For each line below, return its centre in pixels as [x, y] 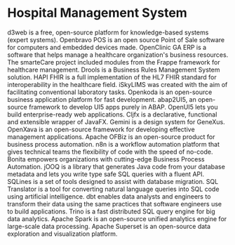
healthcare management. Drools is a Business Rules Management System [114, 69]
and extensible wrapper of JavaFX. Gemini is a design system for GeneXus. [116, 121]
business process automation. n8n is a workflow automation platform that [113, 144]
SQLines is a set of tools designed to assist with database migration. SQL [113, 181]
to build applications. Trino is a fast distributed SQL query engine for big [111, 211]
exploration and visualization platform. [62, 234]
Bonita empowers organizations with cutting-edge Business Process [106, 159]
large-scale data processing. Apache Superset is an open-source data [109, 226]
